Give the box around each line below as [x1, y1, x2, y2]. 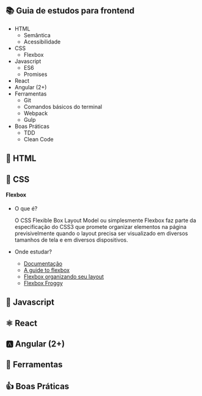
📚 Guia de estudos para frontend [5, 6, 135, 16]
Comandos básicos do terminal [23, 103, 103, 110]
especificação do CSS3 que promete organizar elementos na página [14, 223, 187, 230]
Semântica [23, 31, 51, 39]
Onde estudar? [14, 248, 52, 255]
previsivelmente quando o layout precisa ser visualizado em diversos [14, 230, 189, 237]
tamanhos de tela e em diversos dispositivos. [14, 236, 129, 244]
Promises [23, 70, 48, 78]
